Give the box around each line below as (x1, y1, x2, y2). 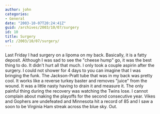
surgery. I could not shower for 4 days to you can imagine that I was (5, 67, 141, 73)
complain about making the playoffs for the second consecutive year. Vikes (5, 93, 156, 99)
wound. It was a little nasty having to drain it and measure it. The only (5, 83, 144, 89)
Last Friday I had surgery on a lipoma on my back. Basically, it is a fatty (5, 52, 147, 58)
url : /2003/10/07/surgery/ (5, 39, 60, 44)
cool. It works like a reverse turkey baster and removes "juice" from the (5, 78, 147, 83)
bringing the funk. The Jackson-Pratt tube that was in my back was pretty (5, 72, 153, 78)
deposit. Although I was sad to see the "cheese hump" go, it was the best (5, 57, 152, 63)
